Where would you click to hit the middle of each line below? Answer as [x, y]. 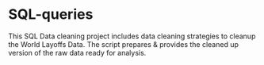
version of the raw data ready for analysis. [77, 52]
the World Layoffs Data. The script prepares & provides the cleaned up [124, 44]
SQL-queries [51, 14]
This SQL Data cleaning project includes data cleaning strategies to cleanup [132, 36]
